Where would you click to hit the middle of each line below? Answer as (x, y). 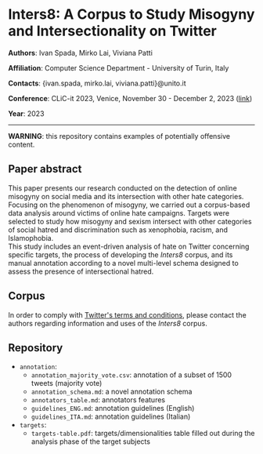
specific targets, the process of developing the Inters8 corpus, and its (121, 254)
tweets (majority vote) (67, 383)
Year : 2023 (26, 113)
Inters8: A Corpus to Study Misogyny (131, 15)
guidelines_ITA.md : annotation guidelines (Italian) (111, 416)
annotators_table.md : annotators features (98, 400)
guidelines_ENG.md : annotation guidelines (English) (113, 409)
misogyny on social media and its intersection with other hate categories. (126, 196)
